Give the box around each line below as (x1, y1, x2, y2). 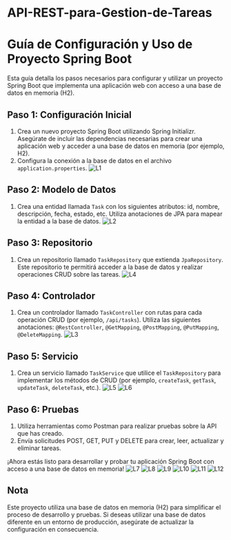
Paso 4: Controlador (7, 290, 95, 301)
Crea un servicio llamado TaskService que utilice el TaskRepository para (17, 369, 221, 378)
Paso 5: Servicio (7, 351, 79, 362)
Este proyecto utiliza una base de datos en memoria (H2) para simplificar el (7, 503, 221, 511)
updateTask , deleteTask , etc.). (17, 384, 101, 392)
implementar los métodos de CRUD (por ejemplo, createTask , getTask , (17, 376, 217, 384)
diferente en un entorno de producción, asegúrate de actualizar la (7, 517, 194, 526)
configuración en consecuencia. (7, 525, 99, 533)
